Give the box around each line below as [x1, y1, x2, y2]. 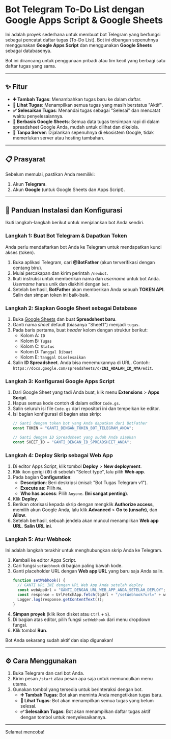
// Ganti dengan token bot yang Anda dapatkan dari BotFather [12, 421, 148, 426]
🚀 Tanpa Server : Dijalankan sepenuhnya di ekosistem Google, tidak [12, 129, 154, 135]
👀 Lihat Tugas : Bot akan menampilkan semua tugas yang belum [20, 698, 154, 704]
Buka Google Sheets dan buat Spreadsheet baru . [12, 316, 117, 322]
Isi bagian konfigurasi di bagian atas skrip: [12, 411, 101, 417]
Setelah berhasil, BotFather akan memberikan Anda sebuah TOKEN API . [12, 286, 165, 292]
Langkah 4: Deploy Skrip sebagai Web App [5, 451, 113, 459]
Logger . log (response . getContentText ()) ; [17, 597, 104, 602]
